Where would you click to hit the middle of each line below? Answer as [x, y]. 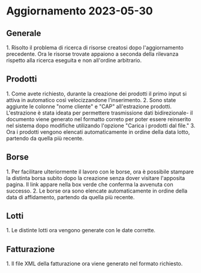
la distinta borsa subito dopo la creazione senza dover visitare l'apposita [96, 178]
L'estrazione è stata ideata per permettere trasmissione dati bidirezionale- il [100, 113]
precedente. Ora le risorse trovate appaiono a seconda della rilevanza [92, 54]
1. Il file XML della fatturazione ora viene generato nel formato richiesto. [94, 264]
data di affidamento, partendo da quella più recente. [70, 197]
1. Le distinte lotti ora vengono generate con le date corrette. [81, 230]
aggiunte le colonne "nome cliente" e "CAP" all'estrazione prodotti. [89, 106]
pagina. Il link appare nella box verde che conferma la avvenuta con [90, 184]
